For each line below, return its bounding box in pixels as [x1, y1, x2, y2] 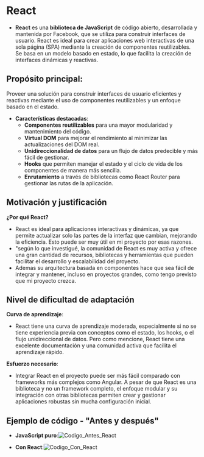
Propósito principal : [6, 74, 83, 84]
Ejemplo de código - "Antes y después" [6, 416, 160, 426]
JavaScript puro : [15, 432, 59, 439]
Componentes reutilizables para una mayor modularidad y [24, 121, 173, 129]
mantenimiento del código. [24, 127, 91, 135]
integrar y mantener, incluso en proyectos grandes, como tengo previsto [15, 271, 197, 278]
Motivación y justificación [6, 197, 107, 208]
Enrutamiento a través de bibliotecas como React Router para [24, 173, 180, 180]
